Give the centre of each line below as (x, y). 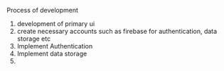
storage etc (34, 39)
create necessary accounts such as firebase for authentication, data (117, 31)
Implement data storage (52, 53)
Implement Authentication (55, 46)
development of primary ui (56, 24)
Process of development (43, 10)
